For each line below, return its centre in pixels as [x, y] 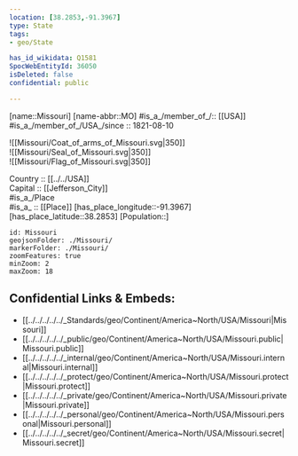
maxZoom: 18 [31, 271]
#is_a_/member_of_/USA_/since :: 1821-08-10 [92, 125]
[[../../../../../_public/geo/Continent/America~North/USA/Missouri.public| [153, 339]
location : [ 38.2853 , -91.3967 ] [65, 17]
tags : [19, 34]
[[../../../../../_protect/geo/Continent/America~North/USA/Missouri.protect [155, 376]
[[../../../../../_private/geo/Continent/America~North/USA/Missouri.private [154, 395]
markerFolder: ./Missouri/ [59, 248]
